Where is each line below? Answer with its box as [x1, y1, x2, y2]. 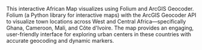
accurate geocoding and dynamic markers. [6, 37, 114, 44]
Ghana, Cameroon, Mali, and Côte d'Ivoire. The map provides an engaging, [6, 24, 194, 31]
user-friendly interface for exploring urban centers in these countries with [6, 31, 192, 38]
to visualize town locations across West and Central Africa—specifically [6, 18, 186, 25]
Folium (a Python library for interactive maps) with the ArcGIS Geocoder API [6, 11, 197, 19]
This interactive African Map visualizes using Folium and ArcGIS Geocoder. [6, 5, 194, 12]
